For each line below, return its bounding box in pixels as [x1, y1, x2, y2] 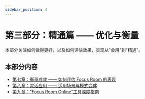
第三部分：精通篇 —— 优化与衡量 [5, 30, 139, 41]
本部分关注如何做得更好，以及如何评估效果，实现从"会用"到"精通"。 [5, 47, 143, 53]
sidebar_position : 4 [5, 7, 48, 12]
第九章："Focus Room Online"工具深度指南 [12, 89, 100, 95]
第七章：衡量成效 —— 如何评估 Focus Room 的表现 [12, 76, 116, 82]
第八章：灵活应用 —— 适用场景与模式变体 [12, 83, 97, 89]
